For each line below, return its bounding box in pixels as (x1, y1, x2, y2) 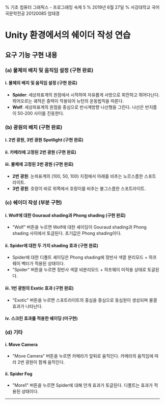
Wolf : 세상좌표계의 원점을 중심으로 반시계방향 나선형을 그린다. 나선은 (12, 104, 144, 110)
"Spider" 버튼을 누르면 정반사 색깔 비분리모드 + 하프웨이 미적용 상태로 (12, 267, 146, 273)
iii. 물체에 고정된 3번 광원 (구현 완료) (5, 161, 74, 167)
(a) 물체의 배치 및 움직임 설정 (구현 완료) (5, 67, 94, 73)
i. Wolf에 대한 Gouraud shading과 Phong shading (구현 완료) (5, 212, 126, 218)
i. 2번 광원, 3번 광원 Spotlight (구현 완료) (5, 137, 83, 143)
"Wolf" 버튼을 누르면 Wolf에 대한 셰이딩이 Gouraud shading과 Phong (12, 224, 147, 230)
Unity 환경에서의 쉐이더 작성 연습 (5, 30, 131, 41)
